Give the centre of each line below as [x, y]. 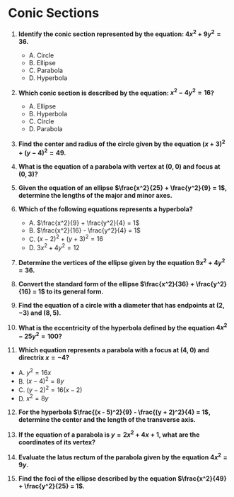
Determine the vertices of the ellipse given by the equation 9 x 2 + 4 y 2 [122, 262]
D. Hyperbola [48, 78]
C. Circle [41, 121]
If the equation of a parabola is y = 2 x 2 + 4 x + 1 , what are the [109, 434]
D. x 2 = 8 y [33, 398]
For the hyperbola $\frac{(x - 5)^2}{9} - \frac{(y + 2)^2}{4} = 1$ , [114, 412]
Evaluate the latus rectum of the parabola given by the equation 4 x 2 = [123, 457]
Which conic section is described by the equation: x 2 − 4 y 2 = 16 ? [116, 92]
